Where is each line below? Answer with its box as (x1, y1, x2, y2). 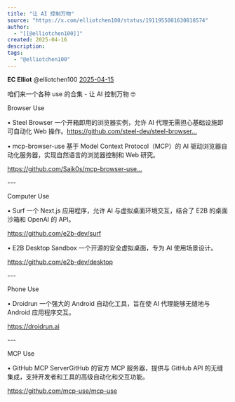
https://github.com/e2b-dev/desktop (7, 257, 114, 266)
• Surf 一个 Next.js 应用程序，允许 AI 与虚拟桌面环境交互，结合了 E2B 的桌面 (7, 206, 228, 215)
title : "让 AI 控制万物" (7, 10, 75, 18)
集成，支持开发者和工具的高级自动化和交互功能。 (7, 373, 149, 381)
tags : (7, 50, 23, 57)
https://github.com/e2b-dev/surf (7, 229, 102, 237)
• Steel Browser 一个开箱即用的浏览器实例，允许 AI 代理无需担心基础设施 (7, 118, 217, 126)
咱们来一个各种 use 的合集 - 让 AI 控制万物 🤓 (7, 89, 136, 98)
